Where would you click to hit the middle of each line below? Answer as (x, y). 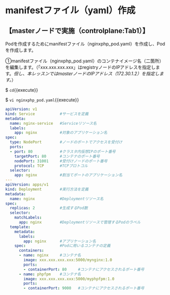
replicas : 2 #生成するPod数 (49, 208)
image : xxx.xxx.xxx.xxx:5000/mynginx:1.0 (68, 260)
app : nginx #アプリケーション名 (60, 241)
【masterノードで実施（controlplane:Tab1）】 (77, 31)
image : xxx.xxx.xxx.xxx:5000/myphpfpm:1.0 (69, 279)
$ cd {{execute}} (22, 90)
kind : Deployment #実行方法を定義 (47, 189)
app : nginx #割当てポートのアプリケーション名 (69, 175)
